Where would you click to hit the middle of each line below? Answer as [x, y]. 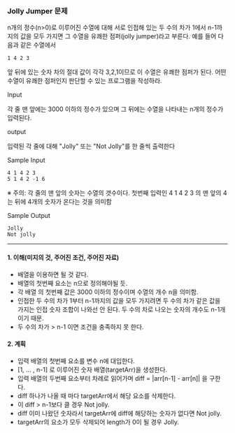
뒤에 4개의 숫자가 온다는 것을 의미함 [63, 202]
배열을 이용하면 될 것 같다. [53, 274]
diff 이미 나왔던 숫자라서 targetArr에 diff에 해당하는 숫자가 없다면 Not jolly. [119, 413]
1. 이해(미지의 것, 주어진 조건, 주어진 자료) [63, 257]
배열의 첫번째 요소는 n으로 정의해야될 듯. [72, 283]
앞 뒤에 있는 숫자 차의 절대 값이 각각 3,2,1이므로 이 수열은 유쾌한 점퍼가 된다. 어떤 [117, 72]
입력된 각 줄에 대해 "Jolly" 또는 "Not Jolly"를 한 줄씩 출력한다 [91, 146]
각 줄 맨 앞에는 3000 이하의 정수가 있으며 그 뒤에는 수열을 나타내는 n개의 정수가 [115, 109]
